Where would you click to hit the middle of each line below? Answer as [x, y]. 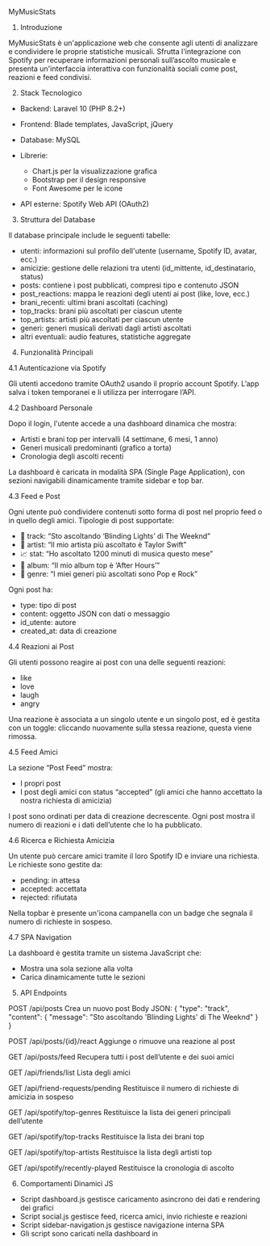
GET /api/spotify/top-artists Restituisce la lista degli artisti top [110, 1152]
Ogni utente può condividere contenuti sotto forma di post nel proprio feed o [135, 512]
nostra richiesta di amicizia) [66, 800]
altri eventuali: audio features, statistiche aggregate [105, 337]
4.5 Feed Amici [33, 752]
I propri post [40, 783]
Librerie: [34, 155]
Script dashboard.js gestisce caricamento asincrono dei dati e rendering [140, 1199]
